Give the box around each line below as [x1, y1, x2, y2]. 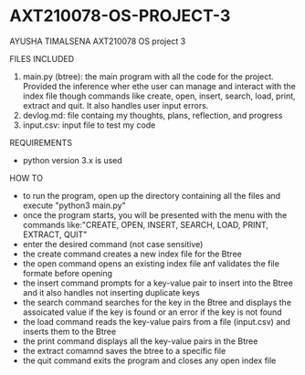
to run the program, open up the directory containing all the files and [22, 190, 281, 201]
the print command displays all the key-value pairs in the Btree [22, 335, 258, 347]
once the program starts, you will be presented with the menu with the [22, 209, 288, 220]
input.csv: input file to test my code [22, 120, 156, 130]
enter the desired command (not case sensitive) [22, 238, 204, 249]
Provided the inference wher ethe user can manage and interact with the [22, 80, 297, 91]
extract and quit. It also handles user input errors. [22, 99, 209, 110]
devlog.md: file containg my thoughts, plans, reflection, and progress [22, 109, 283, 120]
